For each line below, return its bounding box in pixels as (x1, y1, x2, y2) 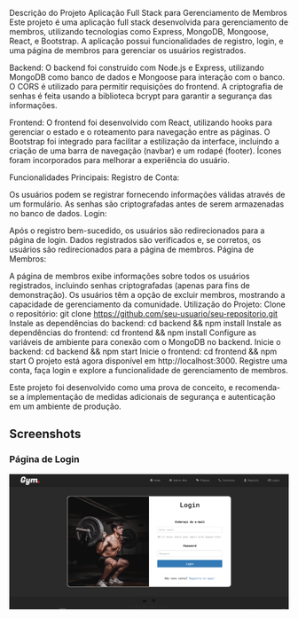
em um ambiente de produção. (9, 401, 122, 411)
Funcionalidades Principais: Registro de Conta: (9, 172, 180, 183)
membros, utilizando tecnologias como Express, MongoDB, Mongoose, (9, 27, 269, 36)
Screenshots (9, 427, 82, 442)
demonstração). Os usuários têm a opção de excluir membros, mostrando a (9, 290, 286, 300)
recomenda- (234, 382, 281, 393)
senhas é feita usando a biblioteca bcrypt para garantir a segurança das (9, 90, 272, 101)
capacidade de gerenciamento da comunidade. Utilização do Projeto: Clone (9, 299, 286, 309)
